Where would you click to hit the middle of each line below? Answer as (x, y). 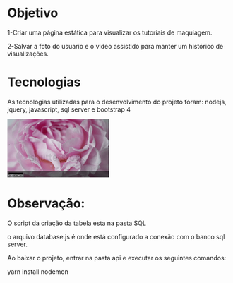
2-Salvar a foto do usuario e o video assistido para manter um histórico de (115, 46)
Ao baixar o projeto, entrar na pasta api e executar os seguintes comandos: (117, 258)
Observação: (46, 204)
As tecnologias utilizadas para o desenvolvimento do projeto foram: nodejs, (117, 102)
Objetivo (33, 13)
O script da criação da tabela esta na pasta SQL (77, 223)
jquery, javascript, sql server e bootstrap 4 (69, 109)
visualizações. (28, 54)
